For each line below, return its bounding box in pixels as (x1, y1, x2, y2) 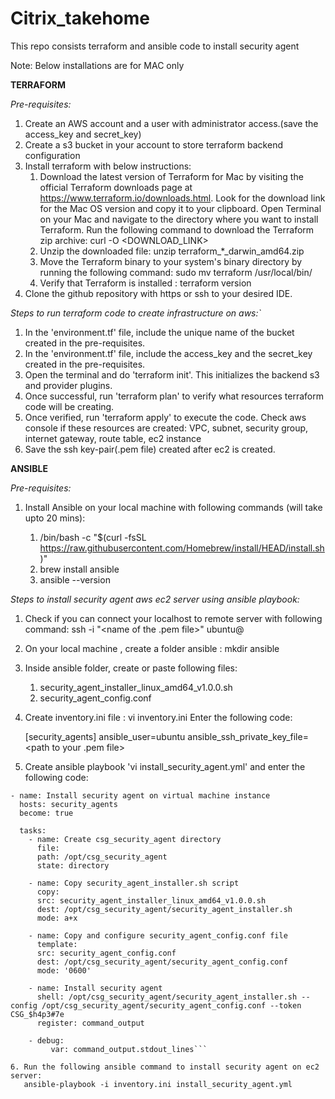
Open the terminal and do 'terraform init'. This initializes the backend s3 (24, 368, 320, 381)
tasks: (19, 825, 47, 836)
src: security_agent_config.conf (36, 948, 177, 958)
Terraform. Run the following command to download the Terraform (39, 223, 315, 236)
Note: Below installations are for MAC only (10, 59, 185, 71)
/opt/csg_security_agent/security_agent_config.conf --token (41, 1000, 302, 1011)
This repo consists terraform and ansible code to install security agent (10, 40, 300, 52)
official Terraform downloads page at (39, 181, 193, 193)
